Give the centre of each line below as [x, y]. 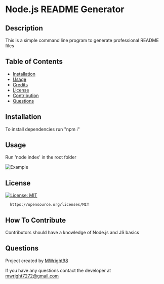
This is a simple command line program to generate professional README [82, 40]
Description [24, 28]
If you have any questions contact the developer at [58, 270]
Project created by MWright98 [37, 261]
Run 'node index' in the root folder [41, 157]
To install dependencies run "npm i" [43, 129]
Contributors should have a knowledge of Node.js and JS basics [72, 233]
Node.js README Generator [65, 9]
